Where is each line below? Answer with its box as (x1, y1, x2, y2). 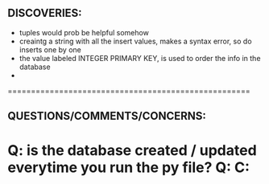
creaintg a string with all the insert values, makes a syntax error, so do (19, 36, 252, 46)
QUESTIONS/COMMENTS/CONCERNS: (7, 109, 207, 123)
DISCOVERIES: (7, 6, 82, 20)
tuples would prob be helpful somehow (19, 27, 150, 37)
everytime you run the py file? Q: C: (7, 158, 250, 177)
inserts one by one (19, 44, 81, 55)
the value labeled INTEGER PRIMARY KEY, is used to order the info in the (19, 53, 261, 63)
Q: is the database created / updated (7, 141, 257, 160)
